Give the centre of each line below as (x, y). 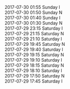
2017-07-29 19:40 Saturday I (34, 49)
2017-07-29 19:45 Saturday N (35, 44)
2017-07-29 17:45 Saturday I (34, 81)
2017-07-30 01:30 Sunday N (34, 23)
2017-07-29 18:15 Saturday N (34, 65)
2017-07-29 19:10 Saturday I (34, 60)
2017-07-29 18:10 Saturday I (34, 71)
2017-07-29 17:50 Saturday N (35, 76)
